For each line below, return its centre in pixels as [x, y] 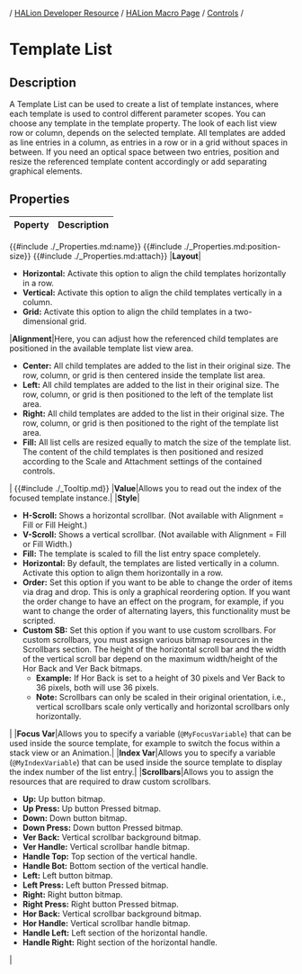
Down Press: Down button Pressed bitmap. [102, 827]
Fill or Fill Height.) [55, 525]
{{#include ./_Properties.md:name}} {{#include [96, 246]
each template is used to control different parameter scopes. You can [138, 113]
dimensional [45, 321]
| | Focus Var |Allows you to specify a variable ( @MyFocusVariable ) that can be [151, 734]
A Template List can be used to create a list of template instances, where [144, 104]
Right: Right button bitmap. [72, 894]
